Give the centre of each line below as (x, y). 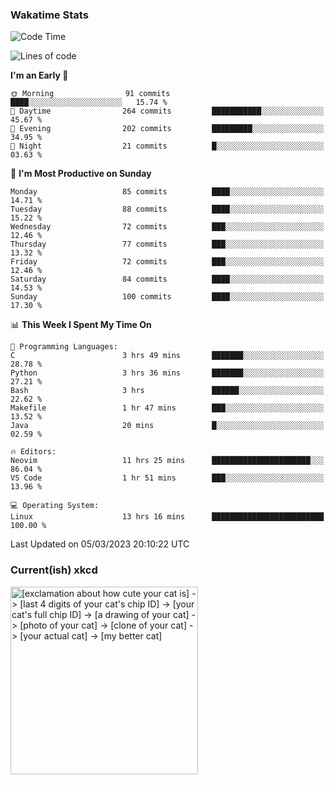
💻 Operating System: (55, 506)
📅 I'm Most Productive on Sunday (81, 174)
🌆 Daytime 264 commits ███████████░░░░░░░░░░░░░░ (167, 111)
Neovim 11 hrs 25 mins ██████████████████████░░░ (167, 461)
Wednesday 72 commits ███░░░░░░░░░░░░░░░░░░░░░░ (167, 227)
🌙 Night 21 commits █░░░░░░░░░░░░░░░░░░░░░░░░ (167, 146)
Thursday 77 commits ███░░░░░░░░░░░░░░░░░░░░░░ (167, 244)
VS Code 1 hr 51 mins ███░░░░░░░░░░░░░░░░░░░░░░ (167, 478)
